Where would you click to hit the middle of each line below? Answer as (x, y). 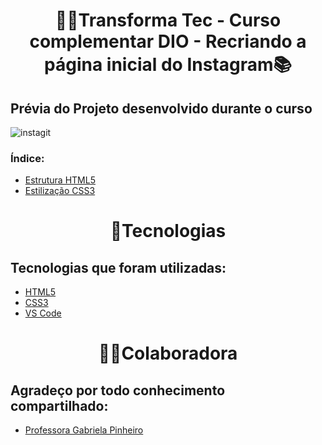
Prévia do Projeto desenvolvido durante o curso (161, 108)
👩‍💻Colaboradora (168, 353)
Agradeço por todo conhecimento (118, 390)
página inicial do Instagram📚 (168, 65)
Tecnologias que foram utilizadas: (118, 267)
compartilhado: (59, 405)
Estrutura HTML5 (60, 180)
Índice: (27, 158)
